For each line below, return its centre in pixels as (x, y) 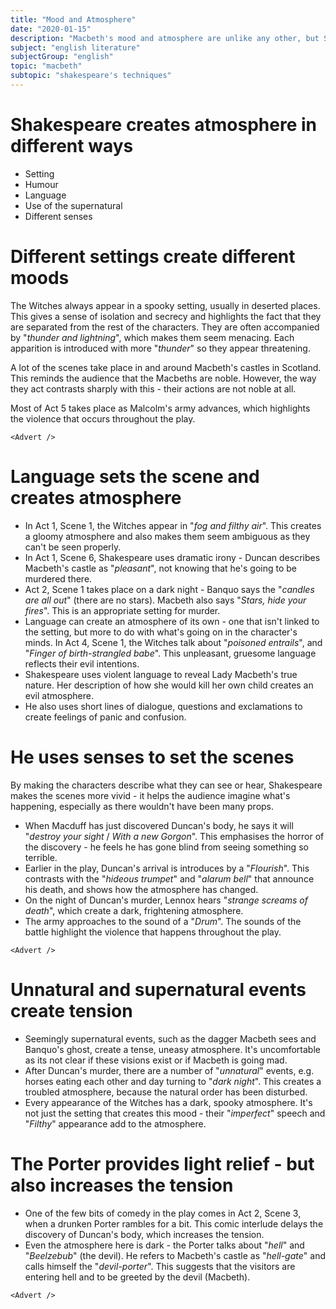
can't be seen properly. (73, 547)
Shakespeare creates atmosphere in (163, 125)
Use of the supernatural (73, 205)
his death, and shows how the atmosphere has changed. (141, 889)
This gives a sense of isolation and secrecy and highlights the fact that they (166, 316)
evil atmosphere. (59, 695)
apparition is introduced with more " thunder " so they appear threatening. (160, 348)
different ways (72, 146)
